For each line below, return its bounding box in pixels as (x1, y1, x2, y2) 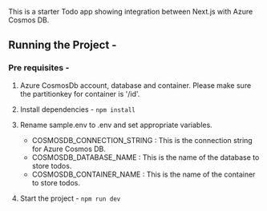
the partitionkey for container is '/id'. (19, 89, 140, 98)
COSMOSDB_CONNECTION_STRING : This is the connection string (31, 135, 253, 145)
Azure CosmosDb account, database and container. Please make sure (19, 80, 252, 90)
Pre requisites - (8, 62, 70, 74)
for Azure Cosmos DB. (31, 144, 107, 153)
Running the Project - (8, 38, 117, 52)
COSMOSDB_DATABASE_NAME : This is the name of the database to (31, 152, 260, 162)
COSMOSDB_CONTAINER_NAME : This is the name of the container (31, 169, 256, 179)
